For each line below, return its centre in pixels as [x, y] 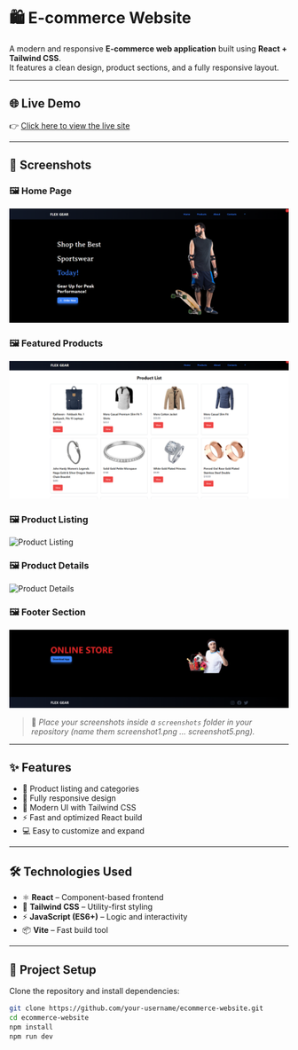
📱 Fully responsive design [69, 798]
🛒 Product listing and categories [81, 789]
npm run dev [31, 1036]
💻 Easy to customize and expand [83, 831]
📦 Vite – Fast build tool [65, 930]
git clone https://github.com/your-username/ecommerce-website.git [137, 1008]
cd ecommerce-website [49, 1017]
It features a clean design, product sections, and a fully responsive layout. [144, 67]
